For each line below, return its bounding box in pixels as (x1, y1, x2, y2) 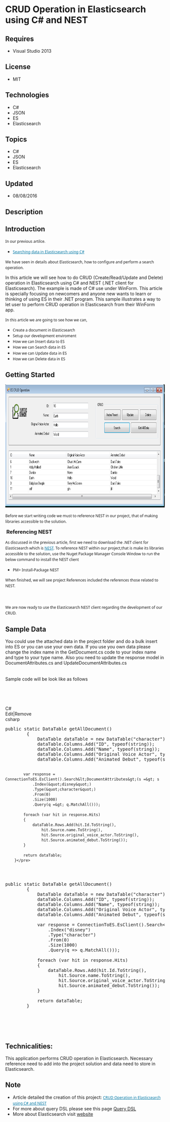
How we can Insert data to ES (12, 339, 65, 345)
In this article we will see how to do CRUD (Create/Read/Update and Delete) (5, 274, 163, 280)
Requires (5, 34, 34, 43)
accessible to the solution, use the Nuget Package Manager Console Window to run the (5, 551, 160, 557)
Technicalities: (5, 1042, 53, 1051)
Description (5, 207, 43, 216)
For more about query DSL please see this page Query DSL (12, 1106, 137, 1112)
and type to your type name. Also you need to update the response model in (5, 655, 164, 661)
